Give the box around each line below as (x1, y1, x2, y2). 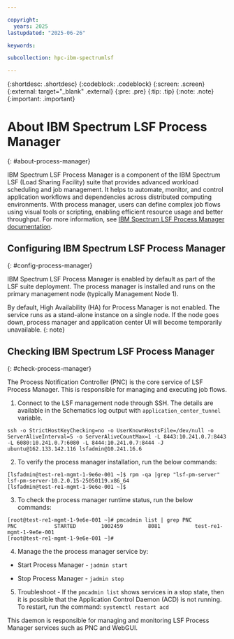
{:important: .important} (7, 95, 75, 103)
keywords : (7, 42, 36, 49)
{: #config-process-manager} (7, 261, 93, 270)
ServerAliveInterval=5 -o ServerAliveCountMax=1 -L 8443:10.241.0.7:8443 (7, 433, 227, 440)
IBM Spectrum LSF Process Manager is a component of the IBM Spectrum (7, 170, 221, 179)
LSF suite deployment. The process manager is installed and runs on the (7, 282, 216, 291)
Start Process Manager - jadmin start (17, 560, 128, 569)
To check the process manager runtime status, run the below (17, 495, 193, 504)
